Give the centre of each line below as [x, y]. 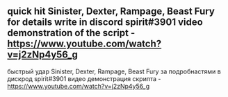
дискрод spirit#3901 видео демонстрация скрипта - [84, 78]
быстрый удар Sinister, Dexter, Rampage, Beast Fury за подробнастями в [114, 71]
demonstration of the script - [71, 33]
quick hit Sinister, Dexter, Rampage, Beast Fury [111, 11]
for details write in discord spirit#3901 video [105, 23]
